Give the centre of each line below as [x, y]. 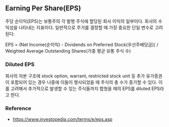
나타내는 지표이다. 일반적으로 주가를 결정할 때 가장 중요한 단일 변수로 [86, 27]
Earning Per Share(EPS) [43, 8]
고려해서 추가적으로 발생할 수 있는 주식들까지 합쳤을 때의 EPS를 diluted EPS [85, 89]
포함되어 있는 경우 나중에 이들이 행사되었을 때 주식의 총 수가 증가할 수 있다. [84, 82]
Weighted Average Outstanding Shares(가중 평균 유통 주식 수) [68, 51]
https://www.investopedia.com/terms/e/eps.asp [62, 119]
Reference [18, 108]
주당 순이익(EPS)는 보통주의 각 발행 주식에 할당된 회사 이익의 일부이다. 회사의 [81, 21]
